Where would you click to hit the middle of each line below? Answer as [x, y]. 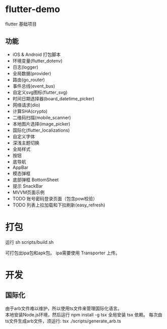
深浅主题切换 [26, 143]
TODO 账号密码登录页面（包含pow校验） [55, 198]
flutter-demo [33, 9]
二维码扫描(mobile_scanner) [42, 118]
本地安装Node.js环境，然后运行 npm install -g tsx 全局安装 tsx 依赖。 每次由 [84, 314]
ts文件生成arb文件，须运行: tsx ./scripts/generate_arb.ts [63, 321]
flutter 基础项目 [21, 24]
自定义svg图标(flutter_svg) [40, 92]
